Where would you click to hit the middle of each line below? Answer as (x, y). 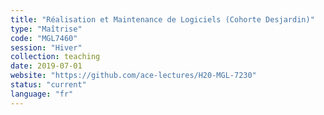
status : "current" (48, 85)
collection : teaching (55, 57)
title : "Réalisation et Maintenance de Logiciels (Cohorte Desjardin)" (162, 19)
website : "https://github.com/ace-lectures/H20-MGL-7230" (133, 76)
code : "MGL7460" (44, 38)
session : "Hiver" (46, 47)
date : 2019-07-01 (46, 66)
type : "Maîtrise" (46, 29)
